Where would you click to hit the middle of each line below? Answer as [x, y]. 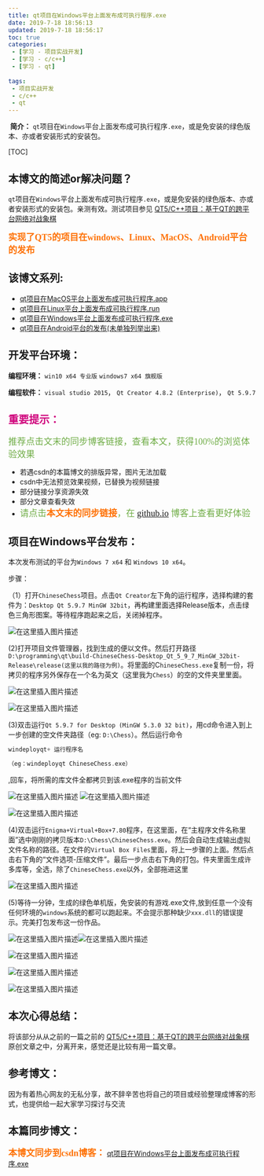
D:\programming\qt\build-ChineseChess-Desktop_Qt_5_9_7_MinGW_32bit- [125, 657]
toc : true [24, 37]
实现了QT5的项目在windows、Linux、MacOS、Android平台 [128, 237]
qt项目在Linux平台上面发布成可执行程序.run [90, 308]
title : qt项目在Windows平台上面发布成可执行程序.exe [87, 15]
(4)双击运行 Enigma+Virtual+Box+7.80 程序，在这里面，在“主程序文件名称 [124, 830]
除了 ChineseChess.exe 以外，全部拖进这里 [122, 869]
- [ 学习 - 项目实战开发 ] [48, 52]
